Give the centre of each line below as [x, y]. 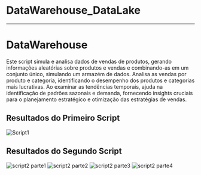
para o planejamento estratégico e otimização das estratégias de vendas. [97, 99]
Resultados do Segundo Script [64, 151]
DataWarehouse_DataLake [73, 10]
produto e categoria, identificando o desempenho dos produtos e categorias [100, 80]
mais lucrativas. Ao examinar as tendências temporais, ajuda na [85, 86]
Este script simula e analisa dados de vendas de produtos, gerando [89, 61]
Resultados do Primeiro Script [63, 118]
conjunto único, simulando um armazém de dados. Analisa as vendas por [96, 74]
